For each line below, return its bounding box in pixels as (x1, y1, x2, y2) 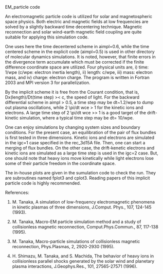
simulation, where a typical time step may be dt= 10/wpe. (19, 115, 134, 120)
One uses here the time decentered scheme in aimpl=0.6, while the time (5, 44, 149, 49)
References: (5, 189, 29, 195)
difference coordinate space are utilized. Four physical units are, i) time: (5, 64, 149, 70)
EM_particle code (5, 4, 40, 10)
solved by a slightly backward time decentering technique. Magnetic (5, 24, 143, 30)
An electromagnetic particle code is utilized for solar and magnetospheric (5, 14, 152, 19)
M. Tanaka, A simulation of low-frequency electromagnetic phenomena (12, 199, 155, 205)
